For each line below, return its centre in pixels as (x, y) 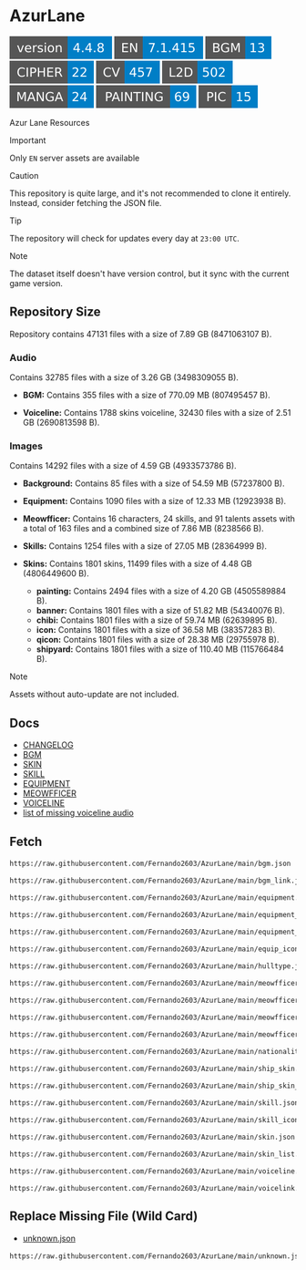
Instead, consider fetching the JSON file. (86, 202)
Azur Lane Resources (50, 122)
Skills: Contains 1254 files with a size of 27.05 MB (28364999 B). (144, 546)
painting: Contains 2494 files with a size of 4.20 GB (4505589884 (161, 591)
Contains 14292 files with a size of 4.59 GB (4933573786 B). (123, 466)
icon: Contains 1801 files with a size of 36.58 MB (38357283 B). (156, 630)
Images (26, 446)
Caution (24, 175)
